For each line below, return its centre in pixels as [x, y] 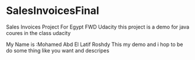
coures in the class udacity [39, 33]
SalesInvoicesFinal [53, 11]
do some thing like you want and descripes [58, 50]
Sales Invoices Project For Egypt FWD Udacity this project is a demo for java [98, 27]
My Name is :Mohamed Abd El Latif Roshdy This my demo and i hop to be [95, 44]
